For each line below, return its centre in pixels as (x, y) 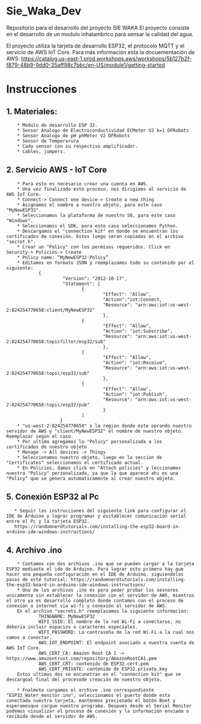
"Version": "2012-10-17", (95, 278)
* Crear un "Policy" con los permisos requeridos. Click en (94, 247)
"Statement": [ (82, 284)
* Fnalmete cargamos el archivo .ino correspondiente (85, 690)
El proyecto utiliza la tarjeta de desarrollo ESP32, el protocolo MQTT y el (95, 46)
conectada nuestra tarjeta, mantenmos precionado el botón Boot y (91, 701)
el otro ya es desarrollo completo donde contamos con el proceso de (95, 601)
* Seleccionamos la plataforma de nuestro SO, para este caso (96, 215)
